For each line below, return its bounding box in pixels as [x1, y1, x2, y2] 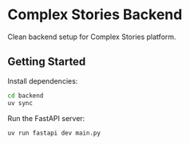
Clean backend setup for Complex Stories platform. [7, 32, 176, 41]
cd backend [7, 92, 44, 100]
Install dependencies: [7, 76, 78, 85]
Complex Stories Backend [7, 6, 183, 24]
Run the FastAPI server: [7, 113, 85, 123]
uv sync [7, 99, 34, 107]
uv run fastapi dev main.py [7, 129, 101, 137]
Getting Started [7, 55, 86, 69]
